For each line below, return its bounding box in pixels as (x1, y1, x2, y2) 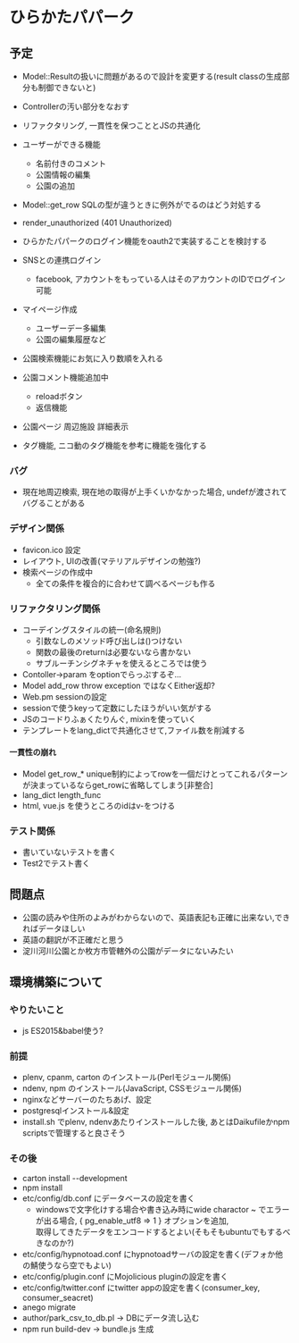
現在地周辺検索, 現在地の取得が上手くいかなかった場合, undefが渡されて (21, 487, 287, 498)
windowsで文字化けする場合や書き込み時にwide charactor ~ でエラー (35, 1205, 290, 1215)
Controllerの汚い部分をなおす (21, 101, 129, 112)
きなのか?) (35, 1238, 74, 1248)
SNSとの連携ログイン (21, 255, 102, 265)
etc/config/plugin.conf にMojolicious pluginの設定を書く (21, 1272, 229, 1282)
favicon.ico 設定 (21, 544, 82, 555)
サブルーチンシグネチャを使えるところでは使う (35, 658, 208, 668)
